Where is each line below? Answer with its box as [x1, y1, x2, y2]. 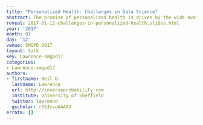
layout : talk [6, 48, 39, 54]
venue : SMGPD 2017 [6, 43, 53, 49]
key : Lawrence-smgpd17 [6, 53, 63, 59]
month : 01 [6, 31, 31, 37]
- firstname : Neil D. [6, 76, 61, 82]
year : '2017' [6, 25, 39, 32]
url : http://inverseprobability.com [11, 87, 104, 93]
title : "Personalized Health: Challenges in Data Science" [6, 8, 158, 15]
